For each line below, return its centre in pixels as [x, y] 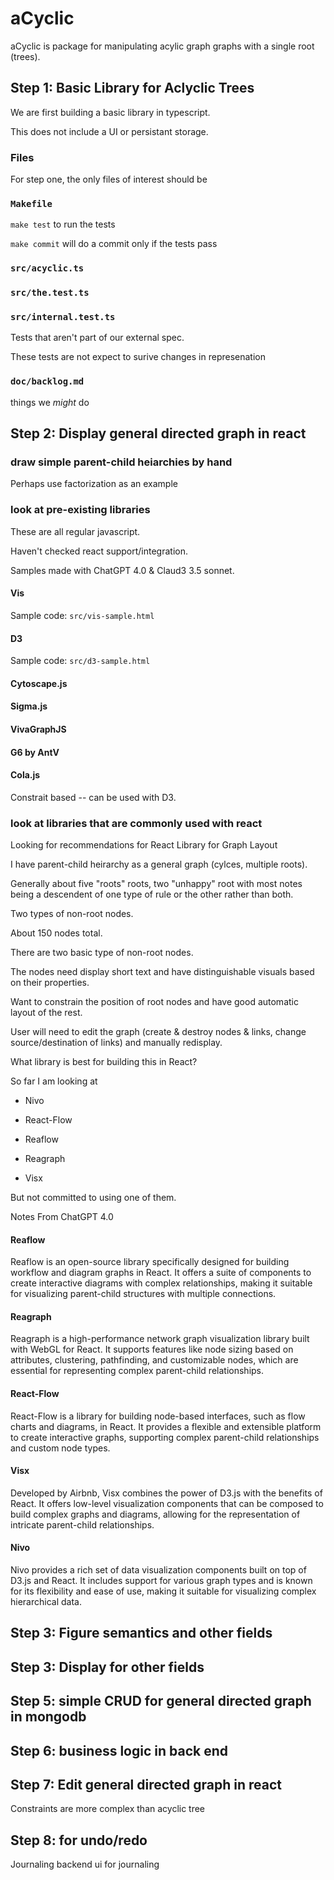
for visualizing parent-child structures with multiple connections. [143, 1294]
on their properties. [50, 983]
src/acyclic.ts [47, 268]
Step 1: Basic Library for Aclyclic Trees [132, 88]
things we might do [50, 402]
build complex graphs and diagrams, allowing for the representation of [155, 1514]
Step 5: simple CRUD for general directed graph [161, 1701]
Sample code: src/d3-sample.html [80, 661]
